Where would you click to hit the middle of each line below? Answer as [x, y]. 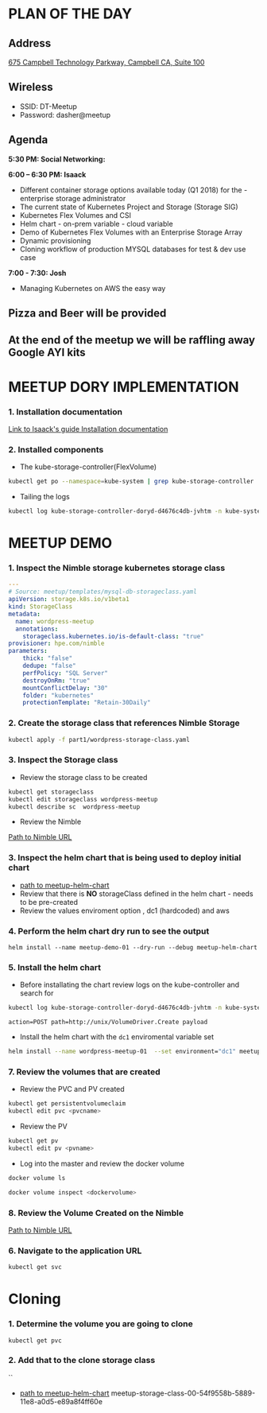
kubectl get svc [35, 1267]
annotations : [37, 629]
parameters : [28, 651]
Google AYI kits [47, 353]
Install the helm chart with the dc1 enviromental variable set [117, 1037]
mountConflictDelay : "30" [66, 688]
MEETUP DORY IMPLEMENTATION [124, 387]
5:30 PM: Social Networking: [57, 159]
